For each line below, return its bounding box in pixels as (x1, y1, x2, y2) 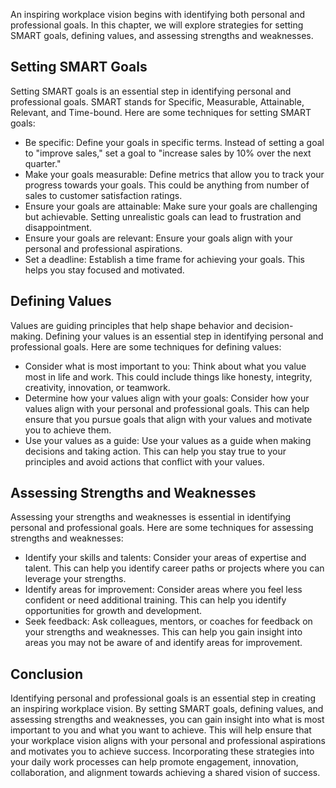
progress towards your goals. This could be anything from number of (24, 179, 310, 191)
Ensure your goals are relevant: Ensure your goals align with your (24, 232, 293, 244)
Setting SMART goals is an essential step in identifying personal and (10, 85, 292, 97)
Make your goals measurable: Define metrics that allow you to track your (24, 168, 325, 180)
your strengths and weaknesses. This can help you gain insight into (24, 626, 303, 638)
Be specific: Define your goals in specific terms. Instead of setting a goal (24, 136, 325, 148)
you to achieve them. (24, 424, 112, 436)
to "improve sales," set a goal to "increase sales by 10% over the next (24, 147, 312, 159)
